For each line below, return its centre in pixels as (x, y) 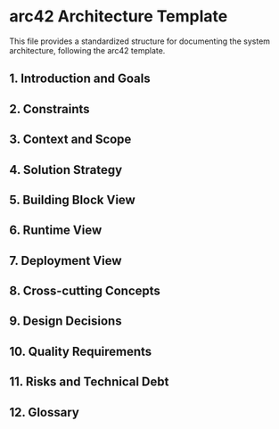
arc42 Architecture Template (119, 16)
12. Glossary (45, 412)
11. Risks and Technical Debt (89, 382)
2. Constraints (50, 109)
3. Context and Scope (70, 140)
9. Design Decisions (66, 322)
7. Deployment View (66, 260)
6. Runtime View (56, 231)
